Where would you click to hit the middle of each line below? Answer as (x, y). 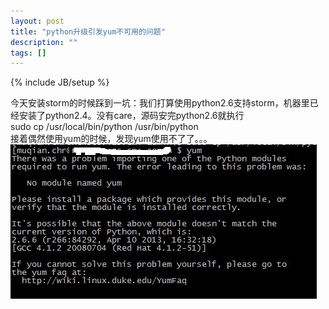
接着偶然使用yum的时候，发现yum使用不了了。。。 (111, 139)
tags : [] (28, 53)
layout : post (37, 21)
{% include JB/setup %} (60, 82)
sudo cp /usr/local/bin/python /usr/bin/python (104, 127)
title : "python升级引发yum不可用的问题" (88, 31)
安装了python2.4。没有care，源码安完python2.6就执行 (131, 116)
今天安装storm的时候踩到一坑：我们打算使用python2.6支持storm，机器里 (160, 103)
